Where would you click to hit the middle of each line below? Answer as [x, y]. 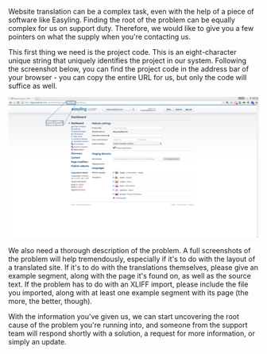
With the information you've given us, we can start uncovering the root [124, 316]
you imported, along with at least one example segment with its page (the [128, 292]
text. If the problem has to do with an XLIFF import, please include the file [128, 284]
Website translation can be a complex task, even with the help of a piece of [131, 12]
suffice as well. [33, 86]
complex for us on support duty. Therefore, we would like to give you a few [131, 28]
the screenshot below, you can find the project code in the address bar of [128, 69]
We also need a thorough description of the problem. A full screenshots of [130, 250]
